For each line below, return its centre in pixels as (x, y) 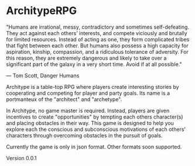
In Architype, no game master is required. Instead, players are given (88, 110)
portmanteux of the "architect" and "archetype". (64, 99)
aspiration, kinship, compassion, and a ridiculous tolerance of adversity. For (97, 51)
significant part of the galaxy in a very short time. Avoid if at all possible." (94, 64)
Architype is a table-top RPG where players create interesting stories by (93, 87)
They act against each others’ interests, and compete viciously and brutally (97, 33)
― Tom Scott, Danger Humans (43, 75)
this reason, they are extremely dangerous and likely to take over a (86, 58)
